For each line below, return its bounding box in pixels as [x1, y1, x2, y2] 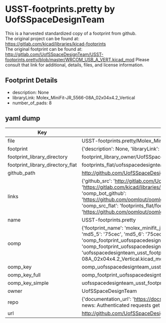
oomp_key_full [7, 271, 41, 278]
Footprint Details [5, 76, 58, 85]
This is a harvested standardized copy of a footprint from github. [5, 30, 137, 36]
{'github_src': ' [81, 177, 115, 184]
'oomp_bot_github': [81, 189, 126, 196]
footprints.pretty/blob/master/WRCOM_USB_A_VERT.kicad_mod [5, 56, 135, 62]
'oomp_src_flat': [81, 202, 119, 209]
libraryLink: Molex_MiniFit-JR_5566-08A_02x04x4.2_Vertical [12, 94, 135, 100]
